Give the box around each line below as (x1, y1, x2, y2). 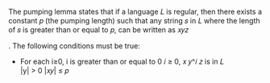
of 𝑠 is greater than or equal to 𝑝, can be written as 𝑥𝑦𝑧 (8, 25, 189, 35)
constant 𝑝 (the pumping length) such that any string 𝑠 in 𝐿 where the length (8, 16, 260, 25)
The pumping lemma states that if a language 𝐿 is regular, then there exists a (8, 7, 262, 16)
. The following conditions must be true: (8, 41, 141, 51)
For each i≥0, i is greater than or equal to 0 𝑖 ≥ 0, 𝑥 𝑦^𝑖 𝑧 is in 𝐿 (19, 56, 224, 66)
